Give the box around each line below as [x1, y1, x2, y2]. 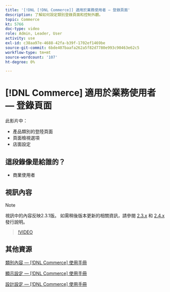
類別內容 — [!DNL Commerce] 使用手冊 [5, 259, 87, 266]
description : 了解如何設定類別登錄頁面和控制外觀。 [5, 12, 103, 17]
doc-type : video [5, 26, 40, 31]
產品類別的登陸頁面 [12, 128, 53, 135]
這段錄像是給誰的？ [5, 157, 65, 166]
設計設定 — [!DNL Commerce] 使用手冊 [5, 281, 87, 287]
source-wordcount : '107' [5, 54, 58, 60]
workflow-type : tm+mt [5, 50, 51, 55]
